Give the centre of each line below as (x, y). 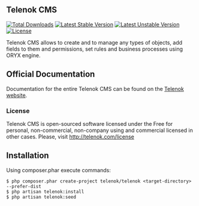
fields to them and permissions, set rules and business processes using (95, 49)
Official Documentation (51, 74)
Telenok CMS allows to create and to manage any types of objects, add (94, 42)
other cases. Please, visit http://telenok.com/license (70, 136)
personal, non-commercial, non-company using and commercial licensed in (99, 130)
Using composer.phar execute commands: (58, 170)
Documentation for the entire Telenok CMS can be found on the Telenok (95, 89)
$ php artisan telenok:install (45, 192)
